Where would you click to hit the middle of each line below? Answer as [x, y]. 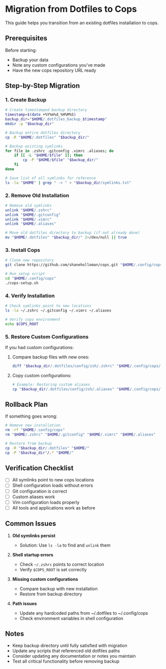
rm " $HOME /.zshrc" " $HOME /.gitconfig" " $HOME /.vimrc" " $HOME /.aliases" [80, 435]
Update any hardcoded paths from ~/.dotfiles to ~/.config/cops [84, 613]
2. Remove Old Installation [37, 195]
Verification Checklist [40, 468]
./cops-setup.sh [22, 283]
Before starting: [21, 50]
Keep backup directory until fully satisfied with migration [70, 646]
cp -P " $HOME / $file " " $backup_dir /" [61, 160]
